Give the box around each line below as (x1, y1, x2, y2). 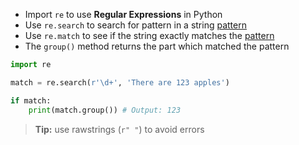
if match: (10, 95, 52, 106)
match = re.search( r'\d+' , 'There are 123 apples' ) (10, 77, 230, 88)
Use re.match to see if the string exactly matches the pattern (24, 30, 275, 41)
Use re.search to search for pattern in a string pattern (24, 19, 247, 31)
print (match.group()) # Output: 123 (28, 105, 182, 115)
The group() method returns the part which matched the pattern (24, 40, 290, 52)
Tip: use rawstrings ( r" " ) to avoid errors (34, 123, 205, 135)
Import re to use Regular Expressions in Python (24, 9, 223, 20)
